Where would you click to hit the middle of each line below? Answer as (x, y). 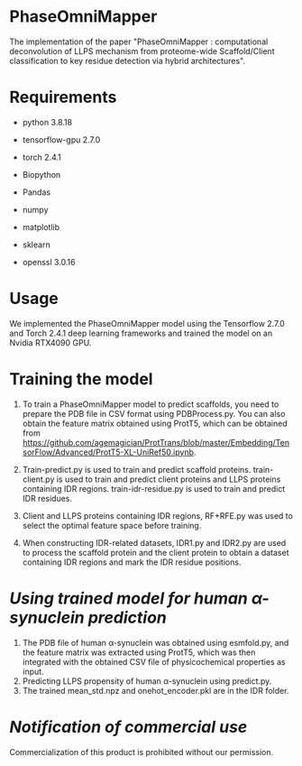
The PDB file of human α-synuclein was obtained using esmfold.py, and (156, 642)
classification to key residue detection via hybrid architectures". (128, 60)
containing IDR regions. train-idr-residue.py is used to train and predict (154, 488)
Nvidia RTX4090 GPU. (50, 342)
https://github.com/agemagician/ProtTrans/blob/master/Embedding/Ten (156, 442)
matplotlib (41, 226)
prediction (127, 618)
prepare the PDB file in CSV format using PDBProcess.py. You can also (154, 413)
